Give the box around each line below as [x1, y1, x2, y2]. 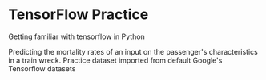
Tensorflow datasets [8, 63, 76, 73]
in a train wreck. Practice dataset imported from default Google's [8, 55, 223, 65]
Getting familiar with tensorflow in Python [8, 32, 146, 41]
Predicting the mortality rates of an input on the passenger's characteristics [8, 47, 258, 56]
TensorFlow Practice [8, 6, 149, 24]
